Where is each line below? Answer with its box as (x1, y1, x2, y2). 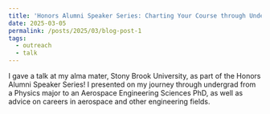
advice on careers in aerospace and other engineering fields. (8, 97, 211, 106)
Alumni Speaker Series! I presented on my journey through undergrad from (8, 79, 256, 89)
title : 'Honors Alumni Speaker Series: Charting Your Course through (8, 11, 247, 20)
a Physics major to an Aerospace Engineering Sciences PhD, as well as (8, 88, 243, 97)
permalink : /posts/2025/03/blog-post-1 (8, 26, 142, 35)
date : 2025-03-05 (8, 19, 67, 27)
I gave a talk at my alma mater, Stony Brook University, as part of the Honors (8, 71, 261, 80)
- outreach (15, 42, 52, 50)
